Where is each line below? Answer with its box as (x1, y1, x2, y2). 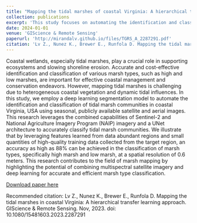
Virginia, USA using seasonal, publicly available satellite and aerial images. (6, 107, 186, 114)
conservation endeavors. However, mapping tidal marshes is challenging (6, 82, 182, 89)
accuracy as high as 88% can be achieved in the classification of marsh (6, 144, 180, 151)
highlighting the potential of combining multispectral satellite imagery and (6, 163, 184, 170)
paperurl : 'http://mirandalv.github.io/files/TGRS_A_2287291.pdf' (6, 36, 172, 42)
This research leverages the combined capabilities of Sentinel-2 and (6, 113, 171, 120)
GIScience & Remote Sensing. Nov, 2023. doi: (6, 205, 116, 212)
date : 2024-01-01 (6, 25, 49, 31)
